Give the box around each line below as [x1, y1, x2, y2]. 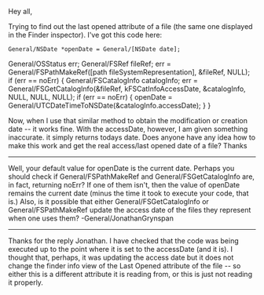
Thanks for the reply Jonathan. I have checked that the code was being [8, 236, 239, 246]
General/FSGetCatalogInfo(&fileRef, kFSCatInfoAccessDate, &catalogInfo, [8, 84, 246, 93]
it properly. [8, 278, 43, 287]
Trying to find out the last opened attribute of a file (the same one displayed [8, 22, 253, 31]
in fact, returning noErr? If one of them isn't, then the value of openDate [8, 180, 240, 189]
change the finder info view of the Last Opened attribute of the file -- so [8, 261, 241, 270]
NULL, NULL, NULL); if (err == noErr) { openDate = [8, 93, 173, 101]
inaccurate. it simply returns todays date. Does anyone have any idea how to [8, 133, 256, 142]
